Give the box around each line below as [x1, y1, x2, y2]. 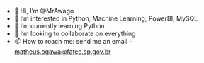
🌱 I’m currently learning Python [13, 22, 105, 30]
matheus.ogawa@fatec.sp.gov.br [13, 47, 111, 56]
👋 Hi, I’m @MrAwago [13, 7, 74, 15]
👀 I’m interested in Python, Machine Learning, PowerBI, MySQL [13, 14, 198, 23]
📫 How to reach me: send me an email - [13, 38, 132, 45]
